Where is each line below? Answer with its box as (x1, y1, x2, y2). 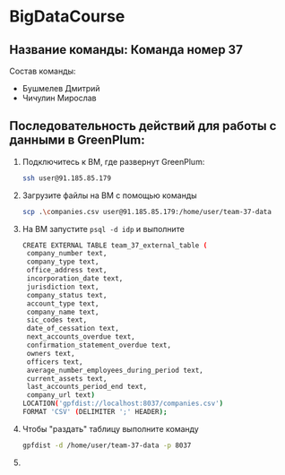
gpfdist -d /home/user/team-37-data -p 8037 (22, 441, 192, 450)
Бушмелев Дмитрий (22, 83, 100, 93)
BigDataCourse (9, 6, 125, 27)
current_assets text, (26, 374, 108, 383)
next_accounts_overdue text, (26, 332, 136, 341)
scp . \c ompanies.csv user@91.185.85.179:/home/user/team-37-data (22, 207, 272, 216)
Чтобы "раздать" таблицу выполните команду (22, 423, 199, 434)
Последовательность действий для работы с (9, 118, 277, 134)
